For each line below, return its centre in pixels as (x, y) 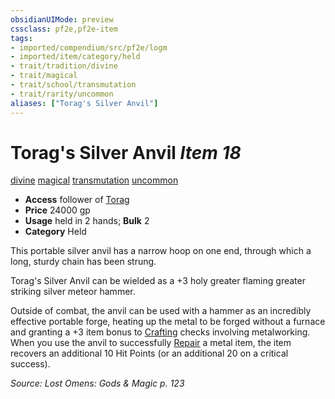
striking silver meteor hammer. (73, 292)
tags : (21, 38)
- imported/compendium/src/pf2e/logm (89, 47)
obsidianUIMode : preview (62, 19)
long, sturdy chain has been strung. (83, 262)
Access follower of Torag (77, 200)
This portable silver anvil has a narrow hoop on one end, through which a (161, 251)
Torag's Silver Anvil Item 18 (126, 152)
